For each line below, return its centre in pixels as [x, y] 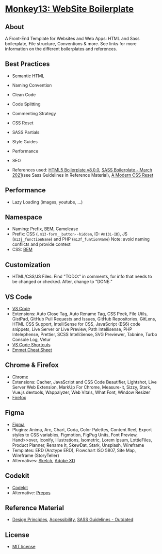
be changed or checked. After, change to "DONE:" [62, 282]
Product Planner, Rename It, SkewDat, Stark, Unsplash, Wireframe [78, 445]
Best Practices [27, 64]
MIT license [24, 547]
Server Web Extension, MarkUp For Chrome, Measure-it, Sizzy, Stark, [81, 387]
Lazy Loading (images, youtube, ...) [47, 202]
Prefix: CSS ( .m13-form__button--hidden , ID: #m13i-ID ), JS [70, 234]
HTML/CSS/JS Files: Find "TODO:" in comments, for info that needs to [82, 277]
